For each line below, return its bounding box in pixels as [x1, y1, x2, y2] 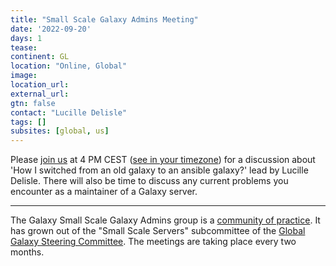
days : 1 [10, 33, 43, 43]
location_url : [10, 80, 70, 90]
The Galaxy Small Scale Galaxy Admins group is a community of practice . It [10, 214, 321, 226]
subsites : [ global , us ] [10, 126, 110, 136]
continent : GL [10, 52, 70, 62]
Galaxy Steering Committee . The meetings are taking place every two [10, 236, 297, 248]
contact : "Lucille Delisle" [10, 107, 128, 118]
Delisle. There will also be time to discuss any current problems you [10, 175, 289, 187]
